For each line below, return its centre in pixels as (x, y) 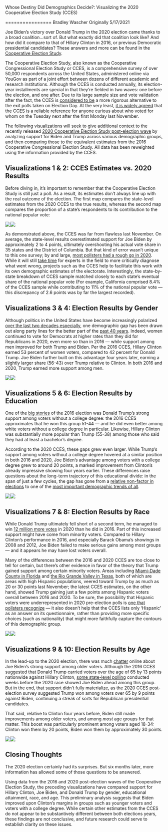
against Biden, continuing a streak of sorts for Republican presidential (77, 699)
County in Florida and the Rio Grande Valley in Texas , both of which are (78, 576)
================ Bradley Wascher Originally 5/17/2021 (67, 22)
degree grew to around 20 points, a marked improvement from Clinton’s (79, 465)
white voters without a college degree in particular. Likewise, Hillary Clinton (82, 429)
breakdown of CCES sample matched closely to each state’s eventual (88, 276)
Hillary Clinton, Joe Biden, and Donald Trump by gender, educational (76, 792)
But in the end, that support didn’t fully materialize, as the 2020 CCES (77, 688)
